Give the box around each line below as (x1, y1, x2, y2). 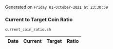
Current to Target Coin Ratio (5, 16, 73, 23)
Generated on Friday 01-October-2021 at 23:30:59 (5, 4, 108, 10)
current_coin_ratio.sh (5, 27, 51, 32)
